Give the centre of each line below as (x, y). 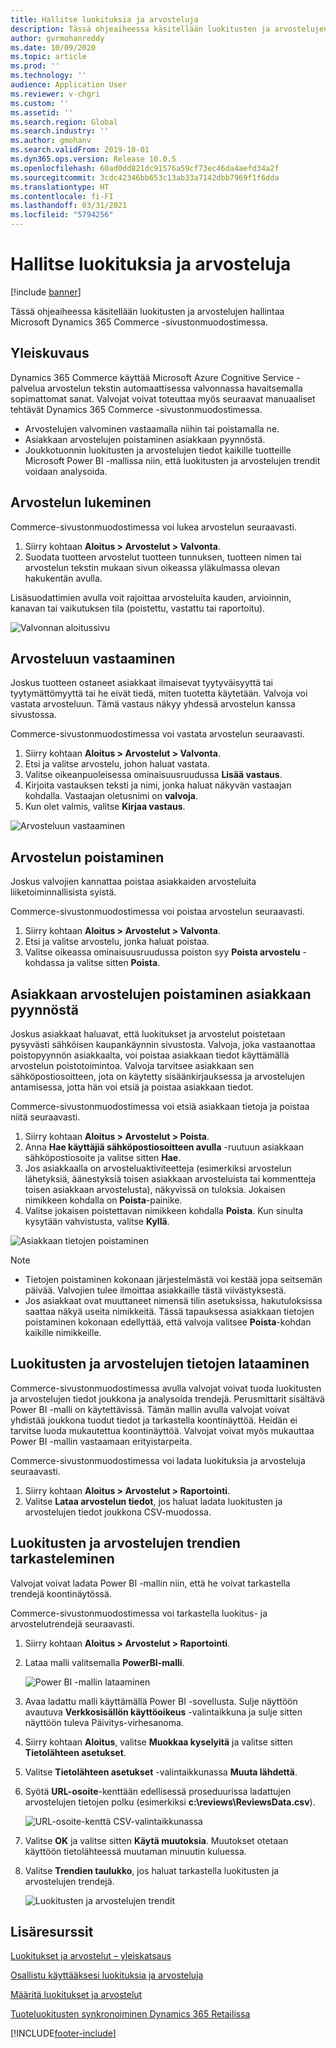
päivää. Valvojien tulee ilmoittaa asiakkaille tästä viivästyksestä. (155, 1290)
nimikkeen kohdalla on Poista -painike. (103, 1200)
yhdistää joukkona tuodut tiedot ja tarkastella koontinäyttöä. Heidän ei (154, 1420)
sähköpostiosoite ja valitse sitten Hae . (103, 1157)
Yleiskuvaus (50, 353)
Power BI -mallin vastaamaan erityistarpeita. (101, 1441)
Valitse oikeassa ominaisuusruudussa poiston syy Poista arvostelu (162, 952)
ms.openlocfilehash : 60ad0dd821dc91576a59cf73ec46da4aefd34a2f (145, 168)
